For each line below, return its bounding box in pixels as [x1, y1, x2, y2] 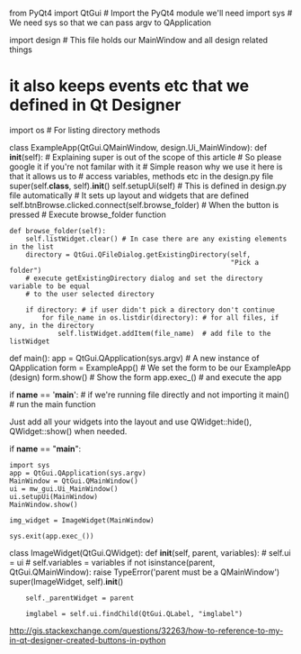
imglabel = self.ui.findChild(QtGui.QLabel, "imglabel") [25, 609, 243, 618]
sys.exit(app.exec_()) [9, 531, 94, 540]
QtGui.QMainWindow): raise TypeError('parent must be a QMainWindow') [9, 567, 280, 577]
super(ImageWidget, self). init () [9, 576, 124, 586]
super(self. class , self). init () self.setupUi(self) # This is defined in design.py [9, 180, 288, 191]
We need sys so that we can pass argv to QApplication [9, 17, 212, 28]
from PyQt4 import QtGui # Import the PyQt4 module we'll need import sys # [9, 8, 293, 18]
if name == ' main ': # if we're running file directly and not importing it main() [9, 389, 290, 400]
